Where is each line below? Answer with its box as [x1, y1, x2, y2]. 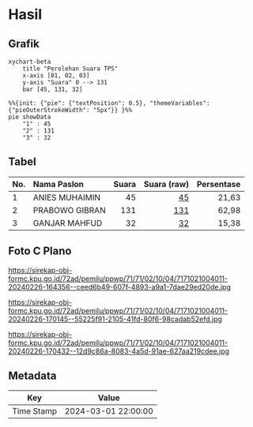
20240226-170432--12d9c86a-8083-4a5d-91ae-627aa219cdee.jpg [8, 346, 230, 356]
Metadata [8, 369, 57, 383]
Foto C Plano [8, 245, 72, 258]
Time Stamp [12, 406, 58, 417]
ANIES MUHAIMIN [32, 192, 101, 203]
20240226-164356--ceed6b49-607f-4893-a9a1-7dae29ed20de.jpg [8, 282, 231, 291]
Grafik [8, 37, 40, 51]
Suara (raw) [143, 178, 190, 189]
